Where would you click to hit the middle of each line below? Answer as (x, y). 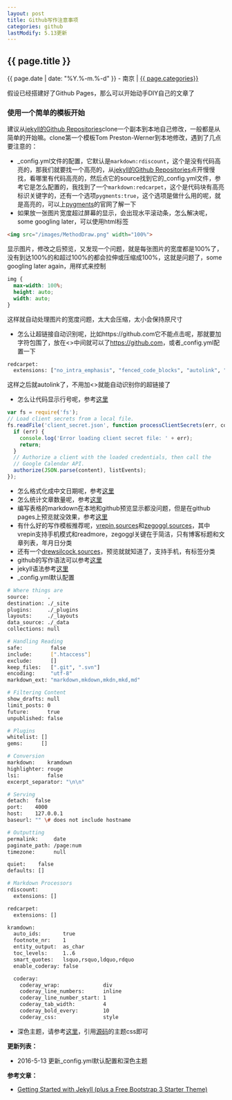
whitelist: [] (28, 737)
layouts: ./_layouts (43, 616)
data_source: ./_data (38, 623)
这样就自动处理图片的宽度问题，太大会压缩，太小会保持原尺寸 (95, 319)
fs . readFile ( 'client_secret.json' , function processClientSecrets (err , (112, 425)
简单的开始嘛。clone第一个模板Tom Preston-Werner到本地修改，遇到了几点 (114, 138)
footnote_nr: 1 (40, 941)
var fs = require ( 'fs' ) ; (43, 412)
